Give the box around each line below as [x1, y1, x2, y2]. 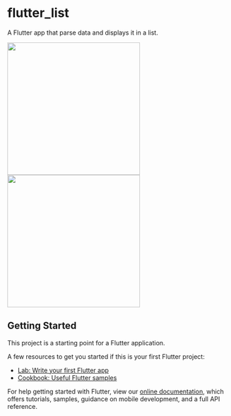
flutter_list [7, 5, 69, 21]
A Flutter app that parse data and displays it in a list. [7, 28, 159, 37]
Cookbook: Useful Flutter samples [17, 373, 117, 382]
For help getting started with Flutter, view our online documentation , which [7, 387, 225, 396]
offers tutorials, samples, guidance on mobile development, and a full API [7, 394, 220, 403]
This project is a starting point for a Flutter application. [7, 338, 165, 347]
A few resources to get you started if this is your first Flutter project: [7, 352, 205, 361]
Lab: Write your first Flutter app [17, 366, 109, 374]
